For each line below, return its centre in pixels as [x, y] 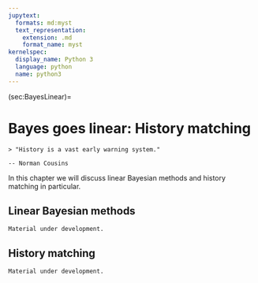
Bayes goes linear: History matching [129, 128]
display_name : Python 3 [54, 60]
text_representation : [51, 30]
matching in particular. [45, 186]
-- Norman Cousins [38, 163]
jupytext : [24, 15]
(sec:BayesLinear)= [40, 96]
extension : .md [47, 37]
